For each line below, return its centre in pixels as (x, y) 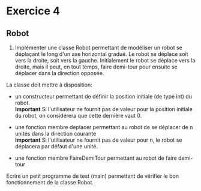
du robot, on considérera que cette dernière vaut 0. (78, 116)
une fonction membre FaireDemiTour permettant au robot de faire (96, 158)
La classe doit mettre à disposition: (49, 85)
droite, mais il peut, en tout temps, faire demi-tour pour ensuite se (96, 67)
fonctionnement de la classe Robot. (50, 182)
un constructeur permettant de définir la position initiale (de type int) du (103, 96)
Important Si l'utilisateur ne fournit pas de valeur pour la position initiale (104, 109)
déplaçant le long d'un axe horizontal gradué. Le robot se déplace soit (101, 54)
